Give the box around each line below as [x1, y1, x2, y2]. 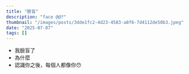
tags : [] [6, 30, 27, 36]
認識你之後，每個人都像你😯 [14, 62, 82, 69]
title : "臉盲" [6, 8, 39, 15]
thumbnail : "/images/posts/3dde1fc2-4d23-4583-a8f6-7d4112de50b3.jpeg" [6, 19, 184, 25]
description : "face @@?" [6, 14, 66, 20]
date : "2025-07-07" [6, 24, 54, 31]
